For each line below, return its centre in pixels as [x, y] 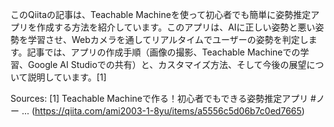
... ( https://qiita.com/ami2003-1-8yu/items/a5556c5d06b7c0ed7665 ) [163, 111]
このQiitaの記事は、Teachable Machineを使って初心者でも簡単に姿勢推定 [161, 14]
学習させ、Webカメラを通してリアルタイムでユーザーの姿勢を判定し [168, 39]
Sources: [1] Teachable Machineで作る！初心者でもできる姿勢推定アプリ [159, 98]
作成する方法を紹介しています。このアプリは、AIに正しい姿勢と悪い [176, 27]
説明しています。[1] [67, 77]
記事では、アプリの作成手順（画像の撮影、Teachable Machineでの [163, 52]
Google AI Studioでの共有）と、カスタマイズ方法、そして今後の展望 [167, 64]
